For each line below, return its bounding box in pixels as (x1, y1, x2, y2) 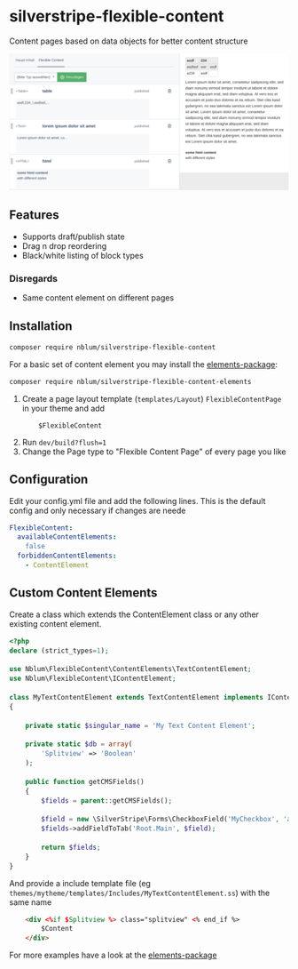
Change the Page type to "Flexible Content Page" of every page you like (21, 446, 286, 457)
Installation (9, 318, 73, 333)
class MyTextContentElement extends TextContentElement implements (9, 693, 264, 701)
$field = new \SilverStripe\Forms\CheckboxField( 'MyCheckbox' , (41, 815, 279, 824)
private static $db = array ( (25, 740, 133, 749)
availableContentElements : (17, 533, 117, 541)
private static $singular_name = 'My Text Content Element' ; (25, 721, 255, 730)
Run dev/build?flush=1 (21, 436, 106, 447)
